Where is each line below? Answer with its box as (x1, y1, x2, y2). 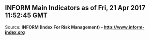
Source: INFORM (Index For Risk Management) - (5, 24, 103, 30)
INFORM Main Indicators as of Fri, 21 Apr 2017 (5, 4, 146, 12)
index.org (5, 29, 25, 35)
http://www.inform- (104, 24, 145, 30)
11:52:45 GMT (5, 12, 48, 20)
